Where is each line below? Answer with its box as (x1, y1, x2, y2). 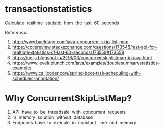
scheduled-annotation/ (12, 75, 59, 81)
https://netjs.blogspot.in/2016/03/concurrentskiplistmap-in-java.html (12, 54, 152, 60)
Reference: (5, 29, 28, 35)
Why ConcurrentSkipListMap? (5, 93, 132, 104)
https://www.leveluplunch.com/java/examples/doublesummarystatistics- (12, 60, 160, 65)
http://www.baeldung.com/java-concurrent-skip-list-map (12, 38, 129, 45)
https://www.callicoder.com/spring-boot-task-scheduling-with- (12, 70, 141, 76)
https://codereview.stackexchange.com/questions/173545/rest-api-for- (12, 44, 157, 50)
